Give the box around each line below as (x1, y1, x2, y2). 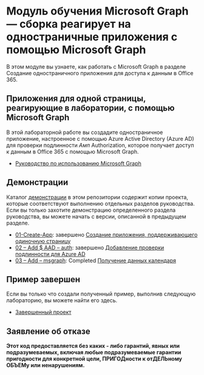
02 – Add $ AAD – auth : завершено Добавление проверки (15, 244, 165, 251)
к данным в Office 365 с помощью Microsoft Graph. (6, 147, 139, 155)
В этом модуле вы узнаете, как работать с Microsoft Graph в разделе (6, 62, 186, 70)
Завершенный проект (15, 308, 72, 316)
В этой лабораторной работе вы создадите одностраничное (6, 129, 163, 136)
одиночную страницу (15, 237, 71, 245)
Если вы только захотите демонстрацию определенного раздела (6, 206, 176, 214)
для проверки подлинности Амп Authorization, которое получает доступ (6, 141, 194, 149)
